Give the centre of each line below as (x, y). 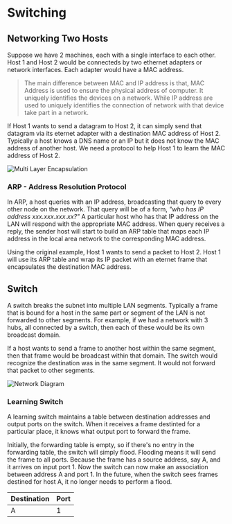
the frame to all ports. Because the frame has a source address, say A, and (114, 460)
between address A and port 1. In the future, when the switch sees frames (113, 474)
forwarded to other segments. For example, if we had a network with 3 (108, 320)
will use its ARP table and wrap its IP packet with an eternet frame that (107, 260)
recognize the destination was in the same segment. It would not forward (111, 363)
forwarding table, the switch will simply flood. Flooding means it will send (111, 453)
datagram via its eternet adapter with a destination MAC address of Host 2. (114, 133)
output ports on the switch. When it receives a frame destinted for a (104, 424)
